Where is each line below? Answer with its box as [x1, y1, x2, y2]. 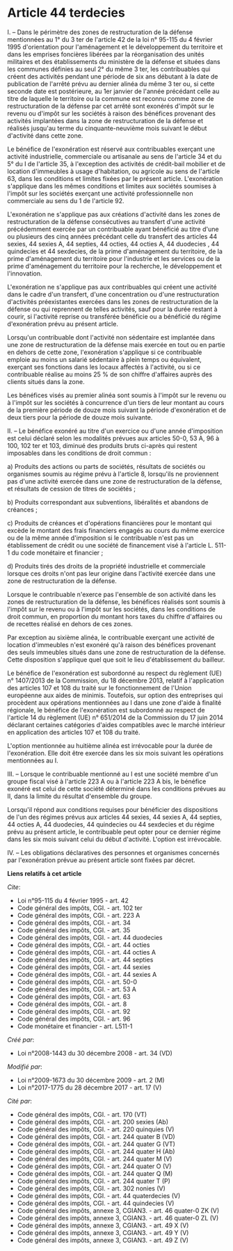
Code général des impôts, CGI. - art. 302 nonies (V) [17, 1184, 166, 1193]
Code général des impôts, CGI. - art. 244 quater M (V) [17, 1154, 172, 1163]
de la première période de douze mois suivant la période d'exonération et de [7, 406, 227, 414]
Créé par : [7, 1035, 35, 1044]
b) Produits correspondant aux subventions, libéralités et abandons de [7, 497, 209, 506]
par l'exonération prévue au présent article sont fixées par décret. [7, 856, 196, 864]
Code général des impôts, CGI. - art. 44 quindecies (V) [17, 1199, 175, 1207]
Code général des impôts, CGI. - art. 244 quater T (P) [17, 1177, 170, 1185]
